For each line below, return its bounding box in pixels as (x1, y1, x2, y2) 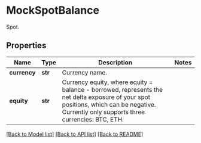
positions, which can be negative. (62, 100, 157, 108)
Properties (6, 41, 47, 51)
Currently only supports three (62, 108, 145, 116)
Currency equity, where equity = (62, 78, 153, 86)
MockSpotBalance (6, 4, 100, 17)
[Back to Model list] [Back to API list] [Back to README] (6, 130, 144, 138)
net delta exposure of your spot (62, 93, 151, 101)
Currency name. (62, 68, 108, 76)
